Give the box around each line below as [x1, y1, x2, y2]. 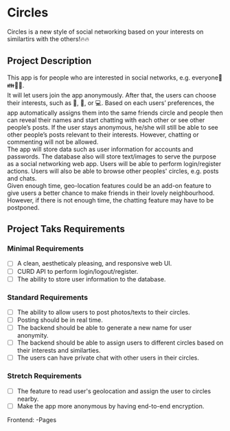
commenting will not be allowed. [7, 137, 99, 145]
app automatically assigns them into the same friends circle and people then [7, 108, 223, 117]
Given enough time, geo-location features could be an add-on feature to [7, 181, 211, 189]
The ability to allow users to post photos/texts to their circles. [16, 307, 190, 316]
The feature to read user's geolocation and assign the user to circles [16, 386, 211, 395]
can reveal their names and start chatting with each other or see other [7, 115, 205, 124]
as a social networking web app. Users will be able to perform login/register [7, 159, 222, 167]
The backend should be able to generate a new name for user [16, 324, 192, 332]
